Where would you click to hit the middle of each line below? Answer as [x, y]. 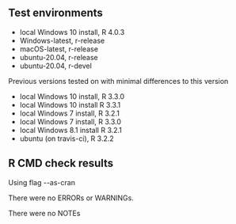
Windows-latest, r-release [62, 40]
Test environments [55, 13]
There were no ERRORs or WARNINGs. [71, 198]
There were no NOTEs [44, 213]
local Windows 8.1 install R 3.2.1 [71, 130]
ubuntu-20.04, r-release [59, 57]
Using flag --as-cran [42, 182]
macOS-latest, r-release [59, 49]
